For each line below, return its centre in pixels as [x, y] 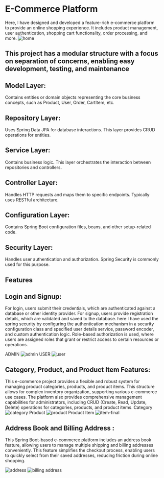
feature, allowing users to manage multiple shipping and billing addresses [79, 445]
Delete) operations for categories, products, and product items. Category [79, 407]
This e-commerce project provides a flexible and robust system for [73, 382]
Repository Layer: [33, 118]
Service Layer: [28, 150]
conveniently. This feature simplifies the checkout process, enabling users [80, 450]
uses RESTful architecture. [32, 200]
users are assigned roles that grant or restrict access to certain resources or [82, 339]
